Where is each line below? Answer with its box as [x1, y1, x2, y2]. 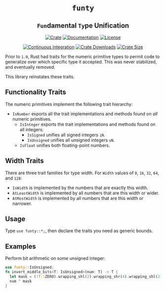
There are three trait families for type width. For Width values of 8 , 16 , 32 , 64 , [5, 170, 159, 176]
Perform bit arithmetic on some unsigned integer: [5, 255, 105, 261]
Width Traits [5, 157, 44, 165]
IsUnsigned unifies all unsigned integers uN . [27, 137, 115, 143]
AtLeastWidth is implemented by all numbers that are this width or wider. [12, 190, 160, 196]
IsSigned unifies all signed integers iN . [27, 132, 105, 138]
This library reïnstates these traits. [5, 74, 75, 80]
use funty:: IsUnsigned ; [5, 265, 54, 270]
